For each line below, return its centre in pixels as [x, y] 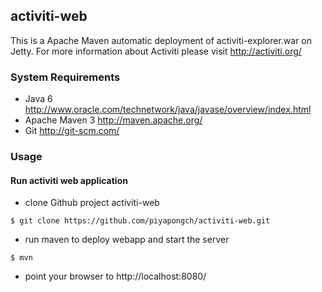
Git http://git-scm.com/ [72, 131]
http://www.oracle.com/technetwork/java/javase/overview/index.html [168, 110]
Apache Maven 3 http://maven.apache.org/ [113, 120]
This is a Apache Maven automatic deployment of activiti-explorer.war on [161, 40]
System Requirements [65, 77]
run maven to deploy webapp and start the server [127, 240]
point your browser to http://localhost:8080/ [115, 276]
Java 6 [38, 99]
